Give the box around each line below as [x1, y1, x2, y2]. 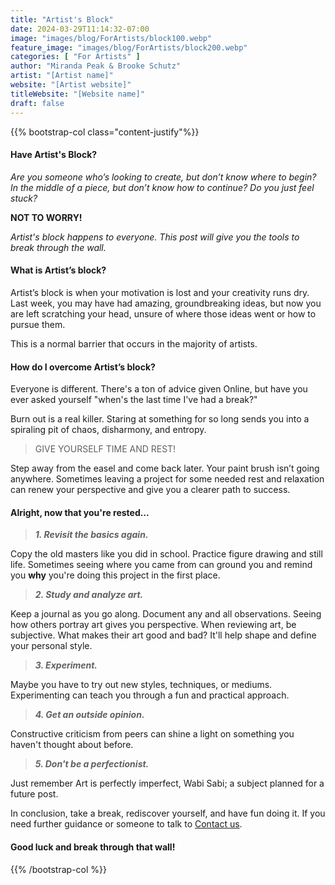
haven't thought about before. [10, 739, 134, 751]
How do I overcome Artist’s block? [10, 361, 156, 373]
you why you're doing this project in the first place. [10, 569, 221, 581]
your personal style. [10, 640, 93, 652]
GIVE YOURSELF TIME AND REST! [34, 443, 177, 455]
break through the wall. [10, 241, 107, 253]
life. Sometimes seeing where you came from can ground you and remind [10, 559, 313, 571]
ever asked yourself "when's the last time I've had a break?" [10, 394, 258, 406]
